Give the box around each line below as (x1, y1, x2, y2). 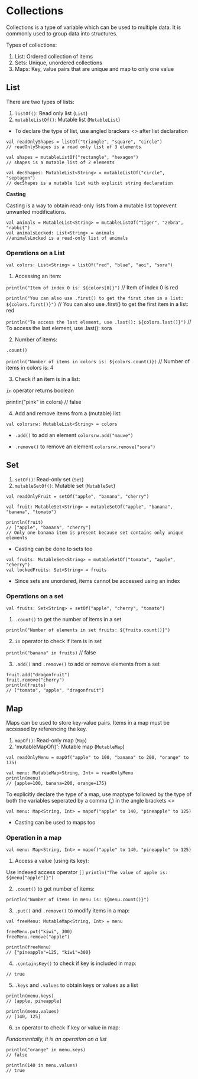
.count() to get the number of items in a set (14, 616, 122, 623)
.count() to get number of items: (14, 885, 95, 892)
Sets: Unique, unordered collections (14, 59, 102, 66)
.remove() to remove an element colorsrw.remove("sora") (14, 443, 155, 450)
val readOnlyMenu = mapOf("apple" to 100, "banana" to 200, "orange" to (6, 754, 189, 760)
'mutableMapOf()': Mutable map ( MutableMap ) (14, 743, 125, 750)
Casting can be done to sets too (14, 545, 93, 552)
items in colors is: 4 (6, 364, 54, 371)
